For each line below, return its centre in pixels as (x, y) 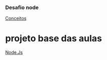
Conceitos (16, 18)
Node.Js (14, 52)
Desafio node (22, 7)
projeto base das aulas (54, 38)
